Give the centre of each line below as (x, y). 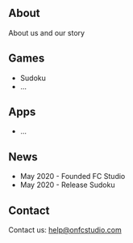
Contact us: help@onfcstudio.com (65, 230)
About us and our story (47, 32)
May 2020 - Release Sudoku (67, 185)
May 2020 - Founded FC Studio (73, 177)
